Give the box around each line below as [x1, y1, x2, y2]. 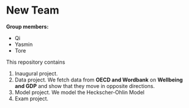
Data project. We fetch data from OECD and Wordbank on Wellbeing [14, 76, 183, 83]
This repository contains [6, 58, 66, 66]
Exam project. [14, 95, 49, 102]
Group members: [6, 23, 49, 30]
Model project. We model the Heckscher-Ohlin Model [14, 89, 145, 96]
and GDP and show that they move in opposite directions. [14, 82, 155, 89]
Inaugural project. [14, 70, 58, 77]
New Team [6, 4, 60, 17]
